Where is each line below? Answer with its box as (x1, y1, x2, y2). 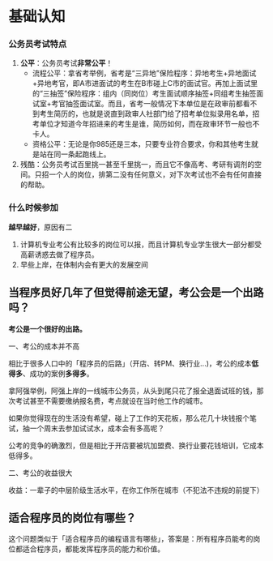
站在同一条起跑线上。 (39, 149, 111, 159)
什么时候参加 (8, 202, 59, 213)
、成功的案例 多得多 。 (23, 368, 94, 378)
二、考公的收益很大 (8, 468, 73, 477)
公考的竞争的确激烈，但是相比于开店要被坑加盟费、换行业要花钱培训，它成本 (8, 440, 264, 450)
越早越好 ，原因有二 (8, 222, 73, 232)
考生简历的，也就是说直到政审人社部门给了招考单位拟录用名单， (39, 109, 253, 118)
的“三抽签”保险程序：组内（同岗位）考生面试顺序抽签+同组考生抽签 (32, 88, 257, 98)
